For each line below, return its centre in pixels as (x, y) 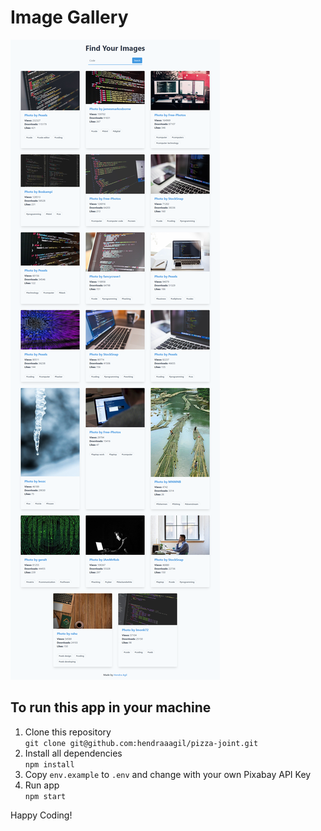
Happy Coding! (41, 815)
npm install (49, 764)
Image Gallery (69, 17)
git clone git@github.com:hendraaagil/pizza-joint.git (141, 743)
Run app (42, 785)
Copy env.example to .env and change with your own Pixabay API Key (168, 774)
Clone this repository (68, 732)
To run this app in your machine (111, 707)
